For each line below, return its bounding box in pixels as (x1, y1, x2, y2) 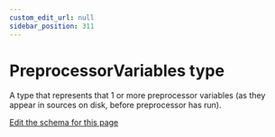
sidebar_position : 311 (9, 22, 95, 31)
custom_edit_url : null (9, 13, 95, 23)
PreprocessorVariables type (9, 60, 225, 81)
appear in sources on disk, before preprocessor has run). (9, 100, 222, 111)
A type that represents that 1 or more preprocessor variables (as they (9, 90, 266, 101)
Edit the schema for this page (9, 117, 119, 128)
